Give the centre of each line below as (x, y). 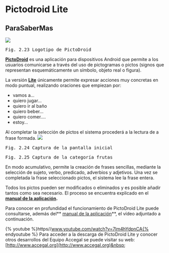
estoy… (20, 122)
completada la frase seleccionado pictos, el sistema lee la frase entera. (80, 178)
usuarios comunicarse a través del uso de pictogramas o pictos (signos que (85, 65)
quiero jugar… (27, 101)
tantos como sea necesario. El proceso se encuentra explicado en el (77, 193)
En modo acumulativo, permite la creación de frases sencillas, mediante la (83, 167)
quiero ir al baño (30, 106)
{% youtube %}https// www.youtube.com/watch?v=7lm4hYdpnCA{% (77, 229)
